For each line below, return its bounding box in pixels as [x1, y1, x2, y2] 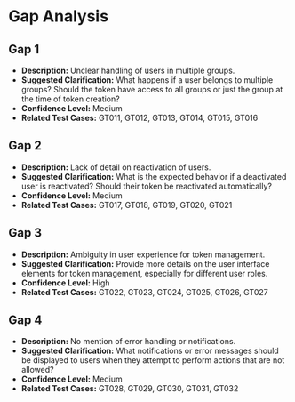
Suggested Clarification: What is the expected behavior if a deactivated [20, 171, 287, 181]
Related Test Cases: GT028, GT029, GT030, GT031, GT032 [20, 383, 239, 394]
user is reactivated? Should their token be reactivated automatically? [20, 181, 273, 191]
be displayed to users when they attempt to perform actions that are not [20, 355, 285, 366]
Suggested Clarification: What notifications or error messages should [20, 345, 279, 357]
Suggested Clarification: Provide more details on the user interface [20, 258, 270, 269]
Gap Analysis [8, 6, 108, 27]
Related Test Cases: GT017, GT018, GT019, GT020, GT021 [20, 199, 233, 210]
